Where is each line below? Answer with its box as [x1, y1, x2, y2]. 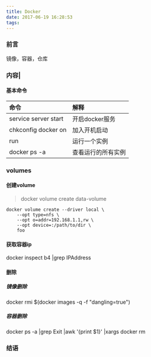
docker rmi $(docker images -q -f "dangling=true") [6, 298, 130, 305]
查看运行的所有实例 [72, 148, 126, 156]
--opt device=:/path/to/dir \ [17, 222, 92, 228]
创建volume [6, 182, 36, 189]
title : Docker [6, 8, 41, 15]
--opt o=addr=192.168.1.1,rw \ [17, 217, 94, 223]
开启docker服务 [72, 115, 116, 123]
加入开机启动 [72, 126, 108, 134]
